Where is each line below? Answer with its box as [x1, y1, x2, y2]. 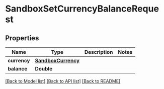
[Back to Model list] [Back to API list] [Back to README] [5, 78, 121, 84]
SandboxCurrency [35, 57, 79, 64]
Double [35, 65, 53, 72]
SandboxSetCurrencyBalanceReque [5, 3, 159, 15]
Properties [5, 34, 39, 42]
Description [84, 49, 113, 55]
